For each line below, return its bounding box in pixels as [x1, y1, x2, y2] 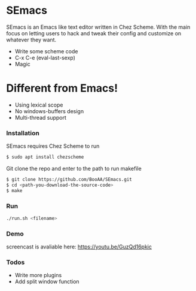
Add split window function [14, 278, 79, 285]
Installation [6, 129, 40, 137]
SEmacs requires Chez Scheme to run [6, 143, 100, 150]
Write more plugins [14, 272, 62, 279]
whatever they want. [6, 36, 57, 43]
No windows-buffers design [14, 107, 84, 114]
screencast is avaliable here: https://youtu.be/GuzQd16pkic [6, 243, 152, 250]
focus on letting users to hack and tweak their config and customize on [6, 29, 182, 37]
